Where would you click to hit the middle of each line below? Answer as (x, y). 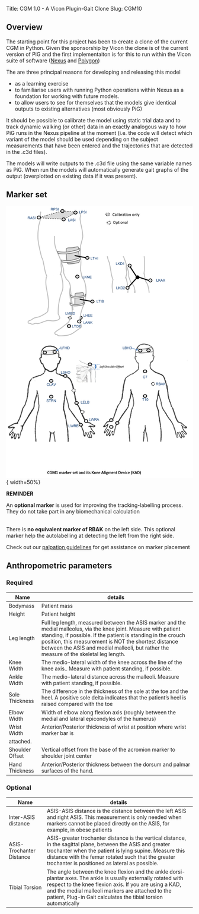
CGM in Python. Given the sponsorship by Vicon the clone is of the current (97, 48)
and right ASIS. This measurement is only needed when (114, 817)
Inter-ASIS (22, 817)
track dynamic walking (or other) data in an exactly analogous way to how (96, 127)
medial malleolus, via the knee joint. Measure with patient (111, 629)
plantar (55, 878)
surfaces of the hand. (67, 770)
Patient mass (57, 606)
